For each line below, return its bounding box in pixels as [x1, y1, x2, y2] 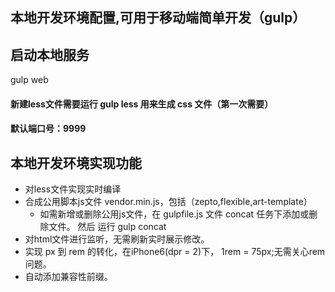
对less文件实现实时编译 [24, 183, 122, 195]
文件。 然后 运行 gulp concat [48, 221, 167, 233]
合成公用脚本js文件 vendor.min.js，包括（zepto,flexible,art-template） [24, 196, 313, 208]
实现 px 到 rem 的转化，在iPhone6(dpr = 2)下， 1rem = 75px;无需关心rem [24, 246, 326, 258]
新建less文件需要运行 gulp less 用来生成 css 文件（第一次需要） [10, 98, 274, 110]
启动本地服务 [10, 46, 90, 63]
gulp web [10, 74, 49, 86]
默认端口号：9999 [10, 123, 87, 135]
